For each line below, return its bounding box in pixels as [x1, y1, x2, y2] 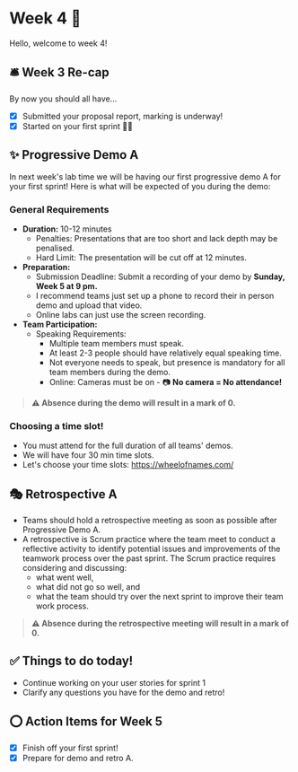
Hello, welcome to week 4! [9, 38, 108, 48]
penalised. [35, 242, 74, 253]
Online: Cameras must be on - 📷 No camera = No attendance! [48, 376, 283, 387]
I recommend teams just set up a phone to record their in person [35, 290, 275, 301]
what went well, [35, 572, 94, 583]
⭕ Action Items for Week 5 [9, 714, 163, 730]
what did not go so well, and [35, 582, 141, 592]
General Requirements [9, 203, 110, 215]
